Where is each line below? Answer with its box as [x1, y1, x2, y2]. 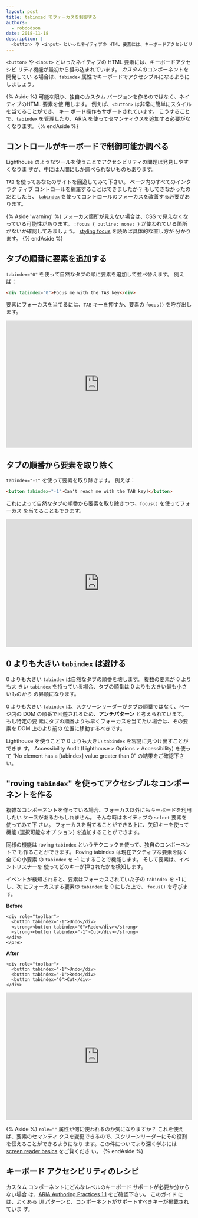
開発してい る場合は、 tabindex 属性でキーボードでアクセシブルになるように [6, 73, 190, 80]
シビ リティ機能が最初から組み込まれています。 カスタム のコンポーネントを [6, 65, 189, 73]
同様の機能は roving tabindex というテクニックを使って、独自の [6, 841, 160, 848]
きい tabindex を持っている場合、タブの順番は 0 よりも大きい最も [17, 683, 177, 690]
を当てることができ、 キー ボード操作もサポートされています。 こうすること [6, 107, 190, 115]
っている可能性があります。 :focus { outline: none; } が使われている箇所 [6, 220, 187, 227]
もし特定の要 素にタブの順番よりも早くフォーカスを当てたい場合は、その [6, 717, 183, 725]
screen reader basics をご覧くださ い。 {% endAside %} [6, 1147, 144, 1154]
